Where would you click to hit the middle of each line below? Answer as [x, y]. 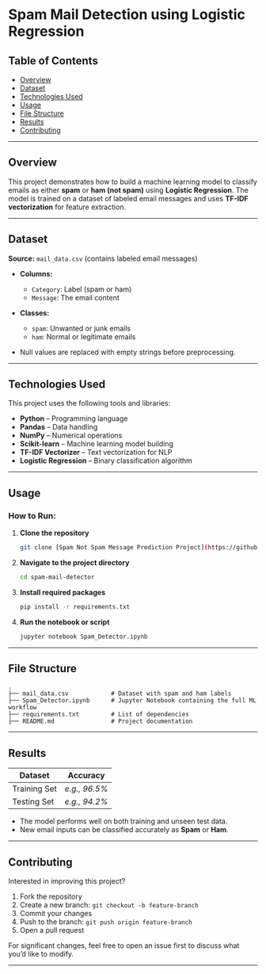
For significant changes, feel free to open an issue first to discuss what [124, 945]
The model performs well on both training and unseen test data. [123, 821]
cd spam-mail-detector [57, 577]
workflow [23, 708]
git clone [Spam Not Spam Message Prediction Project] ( [114, 548]
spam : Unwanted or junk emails [81, 328]
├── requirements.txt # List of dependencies [99, 715]
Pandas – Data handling [59, 427]
